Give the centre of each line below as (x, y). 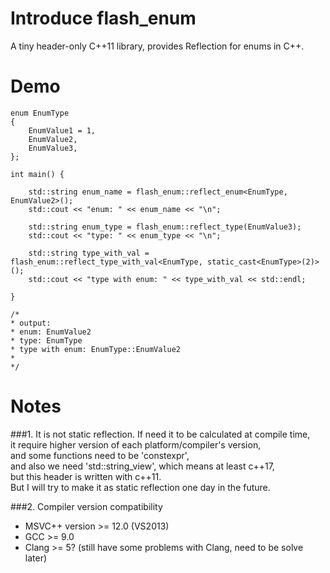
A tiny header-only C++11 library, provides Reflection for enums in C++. (157, 46)
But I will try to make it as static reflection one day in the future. (140, 487)
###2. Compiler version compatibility (86, 506)
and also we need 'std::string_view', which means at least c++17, (142, 466)
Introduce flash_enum (103, 18)
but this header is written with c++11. (86, 476)
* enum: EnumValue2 (51, 332)
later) (36, 558)
